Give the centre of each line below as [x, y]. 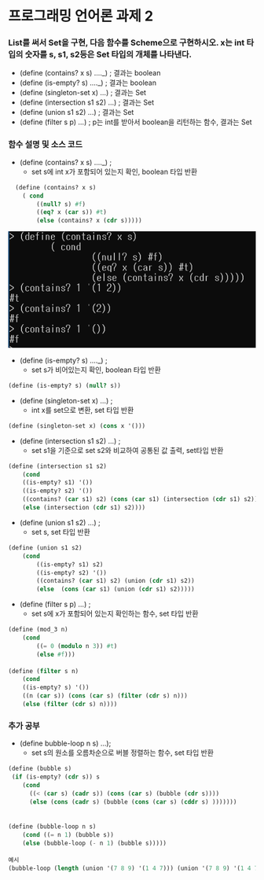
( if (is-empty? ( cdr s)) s [56, 777]
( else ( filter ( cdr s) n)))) [70, 705]
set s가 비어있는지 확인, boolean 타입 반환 [96, 370]
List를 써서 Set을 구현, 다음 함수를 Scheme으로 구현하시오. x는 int [126, 42]
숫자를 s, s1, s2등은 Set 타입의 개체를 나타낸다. [108, 54]
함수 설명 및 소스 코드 [45, 145]
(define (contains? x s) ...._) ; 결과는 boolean [90, 73]
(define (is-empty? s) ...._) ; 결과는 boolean [88, 83]
